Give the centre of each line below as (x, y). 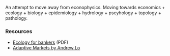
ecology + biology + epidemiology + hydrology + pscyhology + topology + (83, 13)
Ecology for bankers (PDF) (40, 42)
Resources (19, 31)
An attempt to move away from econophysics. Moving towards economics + (85, 7)
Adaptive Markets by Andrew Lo (46, 48)
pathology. (17, 18)
